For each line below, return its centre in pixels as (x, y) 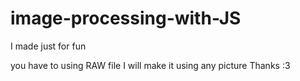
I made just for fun (48, 46)
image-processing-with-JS (126, 18)
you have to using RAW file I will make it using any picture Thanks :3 (150, 65)
